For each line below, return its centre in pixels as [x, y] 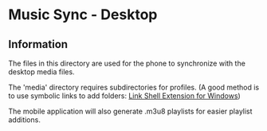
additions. [25, 120]
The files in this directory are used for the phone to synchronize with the [127, 63]
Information [38, 44]
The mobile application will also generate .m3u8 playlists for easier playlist [130, 111]
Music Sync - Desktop [83, 15]
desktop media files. [41, 72]
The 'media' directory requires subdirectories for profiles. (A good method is [134, 87]
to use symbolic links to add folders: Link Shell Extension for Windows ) [124, 96]
